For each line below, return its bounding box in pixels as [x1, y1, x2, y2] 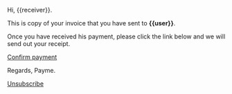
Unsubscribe [7, 80, 44, 88]
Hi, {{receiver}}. [7, 6, 53, 14]
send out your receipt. [7, 40, 71, 47]
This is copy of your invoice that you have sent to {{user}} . [7, 19, 176, 27]
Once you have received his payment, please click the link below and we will [7, 32, 226, 40]
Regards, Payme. [7, 67, 56, 74]
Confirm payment [7, 53, 57, 61]
